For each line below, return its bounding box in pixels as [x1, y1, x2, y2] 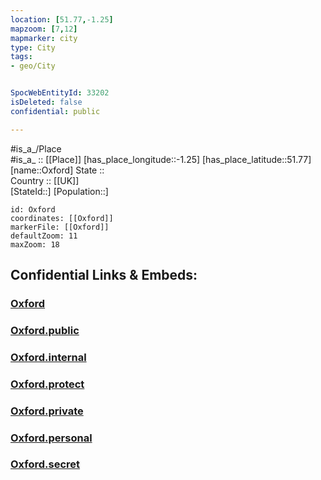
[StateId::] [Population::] [10, 185, 109, 197]
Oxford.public [10, 323, 80, 337]
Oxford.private [10, 404, 84, 418]
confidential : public [10, 106, 101, 116]
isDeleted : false [10, 97, 83, 107]
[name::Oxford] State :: [10, 164, 105, 176]
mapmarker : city [10, 33, 78, 43]
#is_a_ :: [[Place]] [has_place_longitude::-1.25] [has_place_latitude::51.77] [10, 153, 312, 165]
